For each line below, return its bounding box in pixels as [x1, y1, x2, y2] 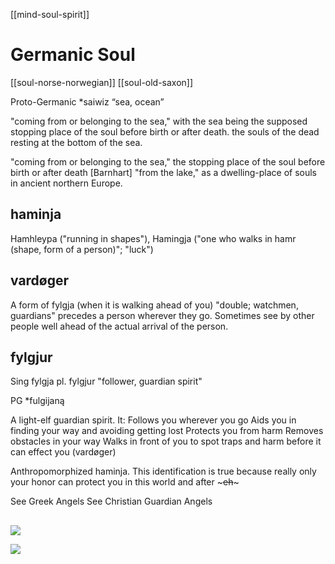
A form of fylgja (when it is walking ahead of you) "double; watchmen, [10, 299, 299, 311]
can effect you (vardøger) [10, 446, 117, 458]
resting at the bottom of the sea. [10, 136, 143, 148]
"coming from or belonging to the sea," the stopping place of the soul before [10, 155, 326, 168]
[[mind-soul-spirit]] [10, 9, 90, 20]
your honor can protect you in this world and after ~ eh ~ [10, 476, 240, 488]
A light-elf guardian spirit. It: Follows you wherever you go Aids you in [10, 414, 297, 426]
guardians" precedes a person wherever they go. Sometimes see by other [10, 309, 315, 321]
